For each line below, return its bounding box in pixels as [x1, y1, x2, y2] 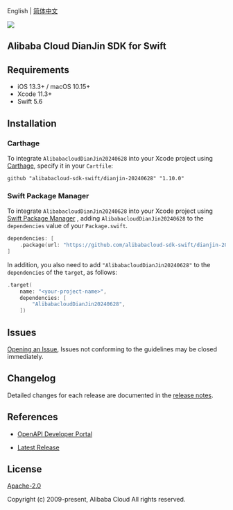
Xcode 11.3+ [17, 90, 52, 98]
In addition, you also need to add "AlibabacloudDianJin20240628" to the [7, 260, 211, 269]
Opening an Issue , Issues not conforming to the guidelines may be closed [7, 345, 217, 353]
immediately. [7, 353, 44, 360]
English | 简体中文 [7, 7, 58, 15]
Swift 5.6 [17, 97, 43, 106]
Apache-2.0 [7, 481, 42, 490]
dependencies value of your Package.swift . [7, 222, 128, 230]
